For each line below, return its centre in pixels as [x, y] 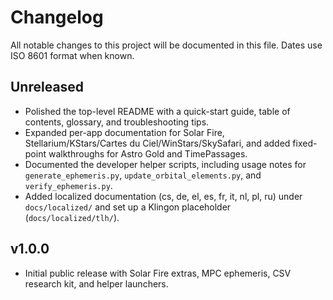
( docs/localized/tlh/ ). [72, 217]
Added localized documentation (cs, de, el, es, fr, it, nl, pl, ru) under [163, 196]
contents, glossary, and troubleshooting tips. [117, 122]
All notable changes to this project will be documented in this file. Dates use [166, 45]
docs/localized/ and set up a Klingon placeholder [128, 207]
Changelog [57, 17]
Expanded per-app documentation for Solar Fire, [124, 132]
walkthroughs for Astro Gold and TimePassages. [148, 153]
